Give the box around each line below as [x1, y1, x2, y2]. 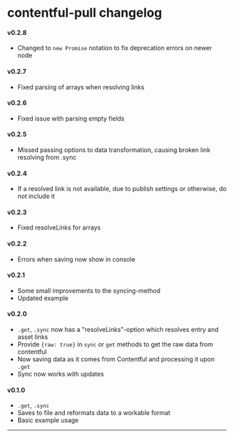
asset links [17, 333, 49, 341]
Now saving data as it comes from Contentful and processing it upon [17, 355, 214, 363]
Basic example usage [17, 416, 79, 425]
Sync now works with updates [17, 370, 104, 378]
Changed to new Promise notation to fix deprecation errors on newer [17, 44, 212, 52]
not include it [17, 192, 55, 200]
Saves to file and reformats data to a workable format [17, 409, 171, 417]
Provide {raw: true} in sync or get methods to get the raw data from [17, 340, 214, 349]
